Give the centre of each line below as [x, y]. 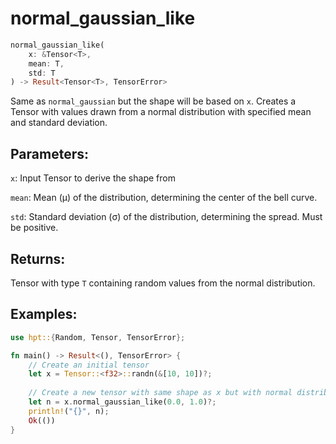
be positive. [34, 228]
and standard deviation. [59, 123]
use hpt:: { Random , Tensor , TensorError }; [98, 337]
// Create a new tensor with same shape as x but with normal [160, 393]
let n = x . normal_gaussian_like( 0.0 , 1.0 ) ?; [122, 402]
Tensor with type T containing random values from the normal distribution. [163, 283]
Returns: [38, 258]
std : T [42, 73]
